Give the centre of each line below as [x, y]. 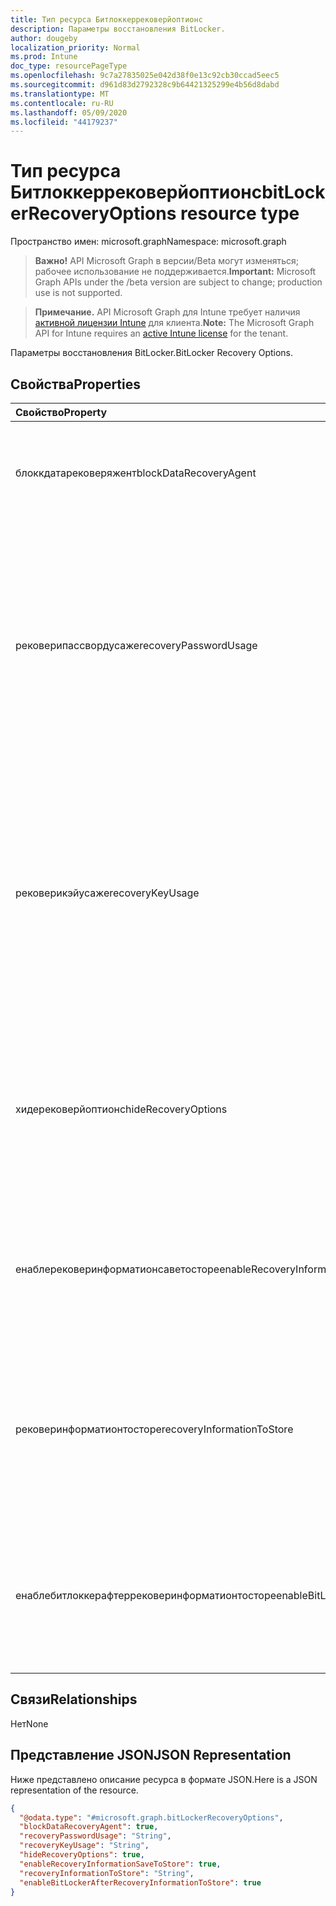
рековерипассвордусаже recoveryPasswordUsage [136, 645]
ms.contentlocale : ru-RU [62, 103]
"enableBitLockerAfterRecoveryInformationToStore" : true [140, 1882]
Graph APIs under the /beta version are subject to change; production [178, 282]
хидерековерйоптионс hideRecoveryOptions [121, 1109]
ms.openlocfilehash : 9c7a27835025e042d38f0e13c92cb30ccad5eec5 [145, 76]
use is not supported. [78, 293]
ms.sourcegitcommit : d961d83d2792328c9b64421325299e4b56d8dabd [145, 85]
